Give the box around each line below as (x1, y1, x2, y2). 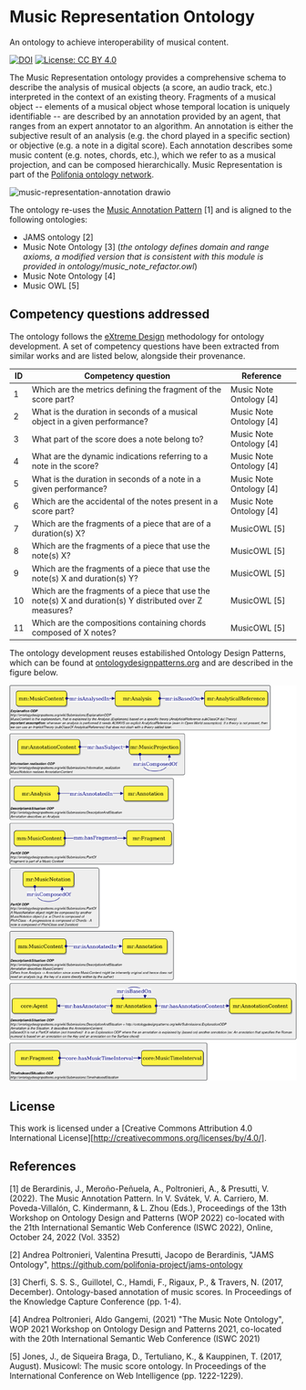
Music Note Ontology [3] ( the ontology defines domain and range (22, 241, 270, 252)
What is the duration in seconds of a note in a (31, 473, 201, 485)
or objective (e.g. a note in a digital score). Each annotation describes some (9, 140, 293, 151)
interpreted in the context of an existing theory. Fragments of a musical (9, 91, 276, 102)
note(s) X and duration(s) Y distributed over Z (31, 595, 203, 606)
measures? (31, 604, 73, 615)
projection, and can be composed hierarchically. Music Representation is (9, 159, 283, 170)
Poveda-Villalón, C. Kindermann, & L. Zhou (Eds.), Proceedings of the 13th (9, 1202, 287, 1213)
